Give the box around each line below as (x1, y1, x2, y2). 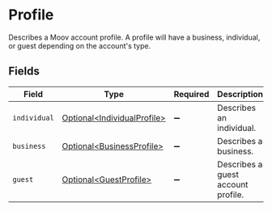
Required (173, 88, 210, 99)
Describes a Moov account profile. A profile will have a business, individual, (8, 32, 261, 42)
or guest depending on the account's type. (8, 40, 151, 50)
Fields (8, 65, 40, 78)
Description (217, 88, 264, 99)
